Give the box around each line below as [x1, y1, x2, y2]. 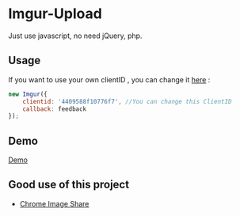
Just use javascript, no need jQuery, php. [8, 31, 143, 40]
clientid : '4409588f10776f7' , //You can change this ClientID [22, 97, 232, 105]
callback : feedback [22, 104, 87, 113]
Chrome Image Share [19, 199, 90, 208]
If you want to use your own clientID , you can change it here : [8, 74, 211, 84]
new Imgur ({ [8, 90, 48, 98]
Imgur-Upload [8, 5, 103, 23]
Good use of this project [8, 178, 129, 191]
